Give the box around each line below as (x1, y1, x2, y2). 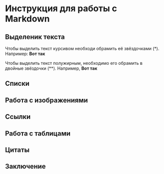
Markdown (5, 13, 50, 24)
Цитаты (5, 146, 30, 154)
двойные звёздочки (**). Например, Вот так (5, 65, 97, 71)
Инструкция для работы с (5, 3, 117, 14)
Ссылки (5, 113, 31, 121)
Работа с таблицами (5, 129, 71, 137)
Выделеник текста (5, 33, 65, 41)
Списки (5, 79, 30, 88)
